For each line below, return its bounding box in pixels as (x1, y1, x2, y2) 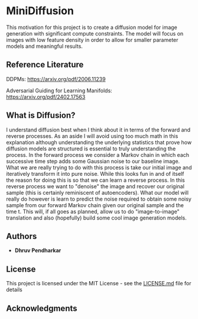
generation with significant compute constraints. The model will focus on (6, 30, 184, 37)
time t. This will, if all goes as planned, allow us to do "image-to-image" (6, 208, 180, 215)
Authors (6, 231, 37, 241)
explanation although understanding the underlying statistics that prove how (6, 138, 192, 146)
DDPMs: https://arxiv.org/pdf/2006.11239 (6, 75, 106, 82)
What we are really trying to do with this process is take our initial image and (6, 164, 192, 171)
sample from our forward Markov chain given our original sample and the (6, 201, 184, 208)
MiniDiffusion (6, 4, 74, 18)
